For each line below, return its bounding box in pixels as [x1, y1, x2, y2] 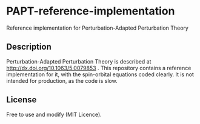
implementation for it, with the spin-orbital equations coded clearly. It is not [6, 71, 194, 78]
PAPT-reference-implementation [6, 4, 175, 18]
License [6, 95, 37, 105]
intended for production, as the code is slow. [6, 77, 118, 84]
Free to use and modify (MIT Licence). [6, 111, 102, 118]
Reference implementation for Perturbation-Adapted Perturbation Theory [6, 24, 189, 31]
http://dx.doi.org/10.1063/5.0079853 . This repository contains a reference [6, 64, 192, 71]
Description [6, 42, 52, 52]
